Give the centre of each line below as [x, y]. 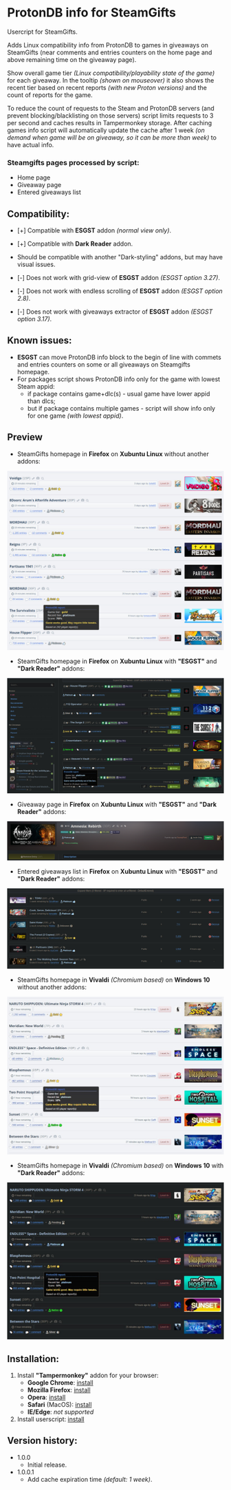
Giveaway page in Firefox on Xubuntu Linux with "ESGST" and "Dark [117, 804]
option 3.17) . [34, 319]
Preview [25, 437]
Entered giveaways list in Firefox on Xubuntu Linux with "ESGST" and [117, 871]
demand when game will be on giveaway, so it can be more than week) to [112, 137]
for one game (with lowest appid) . [75, 415]
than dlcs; [42, 401]
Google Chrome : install [60, 1383]
